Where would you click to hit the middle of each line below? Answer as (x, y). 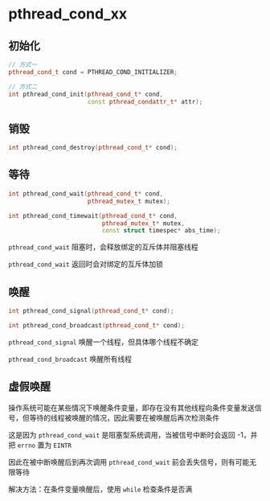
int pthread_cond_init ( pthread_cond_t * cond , (86, 94)
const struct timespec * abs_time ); (161, 231)
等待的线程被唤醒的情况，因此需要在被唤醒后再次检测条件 (124, 417)
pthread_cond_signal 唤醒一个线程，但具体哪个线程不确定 (103, 342)
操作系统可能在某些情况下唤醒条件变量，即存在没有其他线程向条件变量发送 (131, 408)
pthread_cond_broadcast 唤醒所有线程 (70, 359)
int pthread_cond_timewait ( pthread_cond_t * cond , (93, 216)
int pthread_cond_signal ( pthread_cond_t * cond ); (91, 311)
